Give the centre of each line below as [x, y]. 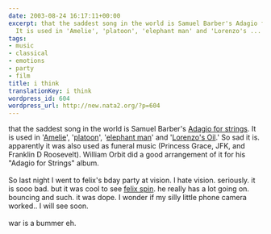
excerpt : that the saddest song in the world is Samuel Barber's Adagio [133, 23]
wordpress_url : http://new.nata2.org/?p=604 [84, 106]
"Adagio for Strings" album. [54, 163]
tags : [17, 38]
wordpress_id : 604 [39, 98]
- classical [28, 53]
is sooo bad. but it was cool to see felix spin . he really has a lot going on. [129, 189]
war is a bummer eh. [42, 224]
